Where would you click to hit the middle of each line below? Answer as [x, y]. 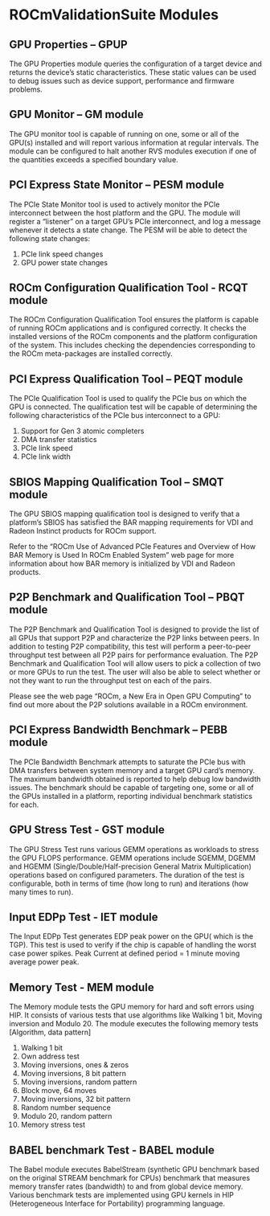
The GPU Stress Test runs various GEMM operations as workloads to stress [134, 849]
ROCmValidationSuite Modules [114, 15]
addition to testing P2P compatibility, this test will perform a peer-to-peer [130, 646]
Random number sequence [65, 1108]
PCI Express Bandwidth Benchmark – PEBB [119, 730]
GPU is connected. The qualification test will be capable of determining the [133, 407]
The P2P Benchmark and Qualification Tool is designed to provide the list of [134, 629]
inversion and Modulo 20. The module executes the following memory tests [134, 1024]
